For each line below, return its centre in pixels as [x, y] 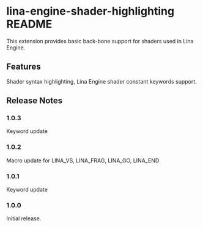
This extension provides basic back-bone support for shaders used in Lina [100, 41]
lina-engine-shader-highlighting [90, 11]
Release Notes [35, 101]
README [29, 24]
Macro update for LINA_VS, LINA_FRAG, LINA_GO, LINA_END [83, 160]
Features [24, 67]
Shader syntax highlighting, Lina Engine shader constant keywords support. [102, 81]
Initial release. [24, 218]
